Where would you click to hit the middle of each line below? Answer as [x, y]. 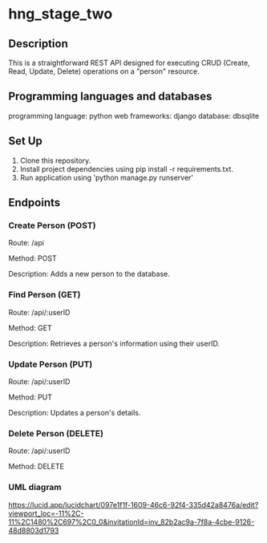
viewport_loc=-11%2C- [46, 513]
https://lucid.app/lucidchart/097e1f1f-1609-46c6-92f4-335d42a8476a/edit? [133, 505]
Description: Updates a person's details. [75, 412]
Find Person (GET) [44, 295]
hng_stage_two [61, 14]
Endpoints [34, 203]
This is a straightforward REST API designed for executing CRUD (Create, [129, 63]
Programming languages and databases [110, 97]
